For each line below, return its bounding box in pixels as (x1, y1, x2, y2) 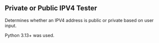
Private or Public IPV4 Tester (5, 4, 97, 12)
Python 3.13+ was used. (5, 32, 55, 38)
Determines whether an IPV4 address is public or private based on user (5, 17, 154, 23)
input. (5, 22, 17, 28)
